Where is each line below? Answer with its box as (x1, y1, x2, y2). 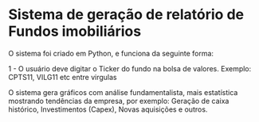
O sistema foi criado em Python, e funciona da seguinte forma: (8, 48, 214, 58)
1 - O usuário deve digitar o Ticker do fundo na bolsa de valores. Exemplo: (8, 63, 252, 73)
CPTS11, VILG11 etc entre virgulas (8, 72, 117, 82)
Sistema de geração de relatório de (8, 6, 245, 24)
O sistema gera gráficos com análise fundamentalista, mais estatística (8, 87, 238, 97)
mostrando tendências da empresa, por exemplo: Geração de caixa (8, 96, 230, 105)
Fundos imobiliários (8, 22, 142, 40)
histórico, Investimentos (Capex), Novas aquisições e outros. (8, 105, 208, 114)
